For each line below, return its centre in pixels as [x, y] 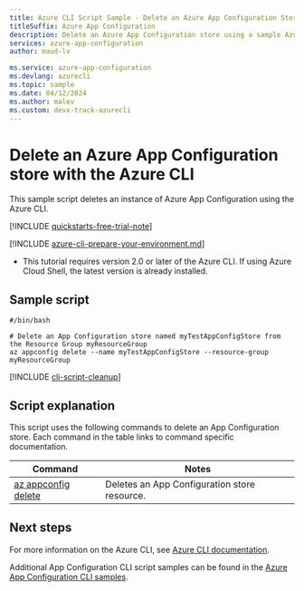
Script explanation [62, 406]
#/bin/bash [30, 321]
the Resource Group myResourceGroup [78, 344]
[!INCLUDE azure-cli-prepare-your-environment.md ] [107, 244]
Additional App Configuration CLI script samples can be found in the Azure [148, 567]
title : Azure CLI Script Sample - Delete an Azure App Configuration [143, 18]
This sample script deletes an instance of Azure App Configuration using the [152, 199]
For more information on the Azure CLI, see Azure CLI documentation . [139, 549]
